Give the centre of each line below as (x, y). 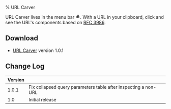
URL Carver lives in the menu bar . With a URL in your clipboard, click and (85, 17)
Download (22, 38)
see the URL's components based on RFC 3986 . (55, 22)
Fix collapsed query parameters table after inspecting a (87, 87)
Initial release (43, 99)
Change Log (25, 66)
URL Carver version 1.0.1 (38, 50)
